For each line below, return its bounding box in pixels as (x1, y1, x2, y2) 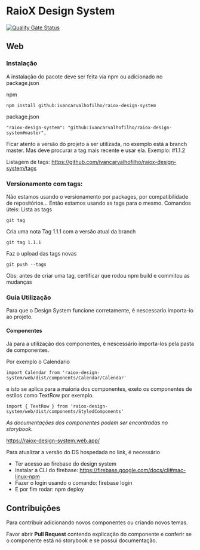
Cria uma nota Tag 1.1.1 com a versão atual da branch (6, 227, 136, 235)
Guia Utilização (6, 293, 51, 302)
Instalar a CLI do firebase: (14, 467, 79, 474)
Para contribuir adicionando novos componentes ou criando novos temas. (6, 519, 188, 526)
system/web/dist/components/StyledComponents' (6, 409, 124, 415)
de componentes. (6, 347, 50, 354)
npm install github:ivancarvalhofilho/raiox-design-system (6, 102, 156, 108)
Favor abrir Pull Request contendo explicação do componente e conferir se (6, 531, 192, 538)
